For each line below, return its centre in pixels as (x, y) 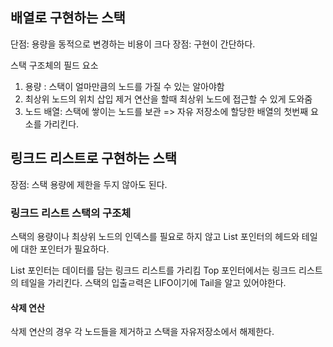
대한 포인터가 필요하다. (65, 249)
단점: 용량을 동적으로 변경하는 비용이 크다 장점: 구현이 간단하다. (133, 44)
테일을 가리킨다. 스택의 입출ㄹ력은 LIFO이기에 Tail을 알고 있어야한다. (153, 282)
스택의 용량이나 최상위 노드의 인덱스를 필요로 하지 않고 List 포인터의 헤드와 (155, 236)
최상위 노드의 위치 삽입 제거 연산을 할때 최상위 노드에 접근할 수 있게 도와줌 (168, 99)
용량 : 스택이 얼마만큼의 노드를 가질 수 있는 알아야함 (124, 86)
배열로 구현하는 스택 (68, 18)
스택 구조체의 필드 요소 (54, 65)
